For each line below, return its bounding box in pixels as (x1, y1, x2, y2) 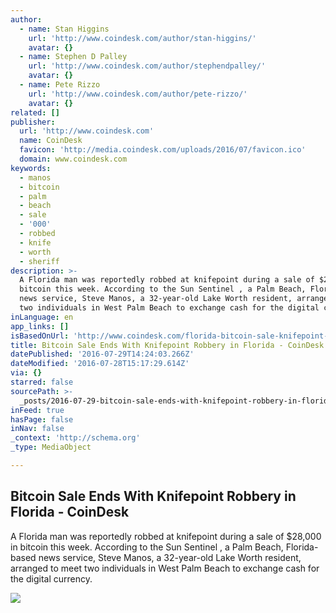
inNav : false (10, 424, 65, 434)
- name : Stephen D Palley (19, 52, 128, 62)
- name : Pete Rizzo (19, 80, 101, 90)
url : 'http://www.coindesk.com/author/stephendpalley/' (28, 61, 267, 71)
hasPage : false (10, 414, 74, 425)
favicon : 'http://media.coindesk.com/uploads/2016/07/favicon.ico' (19, 145, 307, 155)
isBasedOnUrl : (10, 331, 70, 341)
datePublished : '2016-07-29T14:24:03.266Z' (10, 349, 195, 360)
